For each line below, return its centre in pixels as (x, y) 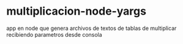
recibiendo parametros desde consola (54, 34)
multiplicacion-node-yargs (77, 11)
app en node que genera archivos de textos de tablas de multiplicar (91, 28)
